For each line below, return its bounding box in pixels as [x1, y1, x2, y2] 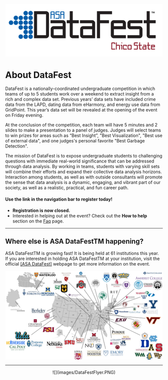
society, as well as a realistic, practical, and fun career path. [5, 184, 129, 191]
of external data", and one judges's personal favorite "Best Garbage [5, 138, 145, 144]
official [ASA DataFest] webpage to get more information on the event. [5, 261, 150, 267]
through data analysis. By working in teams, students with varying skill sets [5, 163, 160, 169]
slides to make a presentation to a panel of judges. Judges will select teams [5, 127, 161, 133]
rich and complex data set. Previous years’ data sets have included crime [5, 96, 156, 102]
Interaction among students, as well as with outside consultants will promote [5, 174, 162, 180]
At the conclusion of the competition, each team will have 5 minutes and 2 [5, 122, 157, 128]
